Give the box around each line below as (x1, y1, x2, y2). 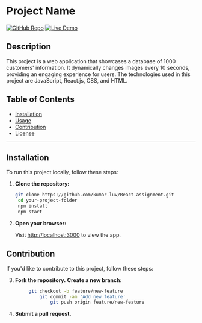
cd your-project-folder (17, 198, 78, 204)
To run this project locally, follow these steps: (6, 169, 118, 176)
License (14, 130, 35, 137)
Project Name (6, 4, 76, 18)
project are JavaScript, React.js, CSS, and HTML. (6, 77, 128, 84)
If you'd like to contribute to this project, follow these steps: (6, 265, 153, 272)
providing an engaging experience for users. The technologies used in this (6, 71, 191, 78)
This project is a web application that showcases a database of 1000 (6, 57, 176, 64)
